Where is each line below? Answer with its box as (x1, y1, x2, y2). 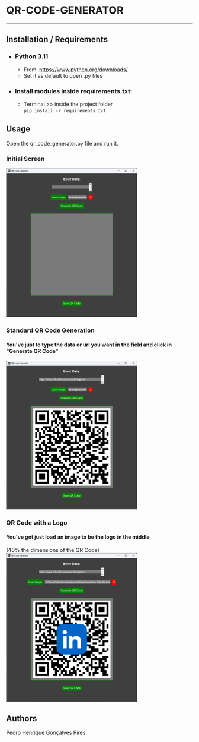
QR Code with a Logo (6, 519, 68, 527)
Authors (6, 713, 37, 724)
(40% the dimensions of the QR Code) (6, 547, 99, 554)
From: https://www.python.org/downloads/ (23, 66, 129, 73)
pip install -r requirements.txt (23, 108, 107, 113)
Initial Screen (6, 154, 45, 163)
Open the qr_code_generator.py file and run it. (6, 140, 118, 147)
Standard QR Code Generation (6, 326, 95, 334)
